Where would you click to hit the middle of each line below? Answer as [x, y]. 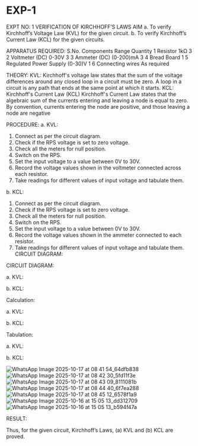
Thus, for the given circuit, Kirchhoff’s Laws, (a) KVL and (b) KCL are [90, 430]
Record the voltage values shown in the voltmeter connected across [98, 168]
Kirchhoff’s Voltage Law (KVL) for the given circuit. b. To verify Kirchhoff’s [96, 33]
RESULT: [17, 418]
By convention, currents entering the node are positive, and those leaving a [98, 106]
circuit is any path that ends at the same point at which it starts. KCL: [90, 87]
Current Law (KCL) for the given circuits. [55, 39]
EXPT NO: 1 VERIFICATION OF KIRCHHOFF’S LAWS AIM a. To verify [89, 27]
